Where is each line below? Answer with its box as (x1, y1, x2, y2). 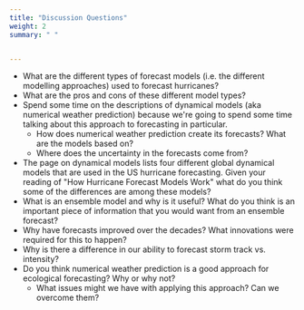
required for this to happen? (22, 235, 127, 246)
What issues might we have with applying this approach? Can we (35, 283, 279, 294)
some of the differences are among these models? (22, 187, 211, 198)
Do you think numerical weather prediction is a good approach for (22, 264, 270, 275)
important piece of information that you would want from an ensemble (22, 206, 285, 217)
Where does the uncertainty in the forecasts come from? (35, 148, 249, 159)
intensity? (22, 254, 59, 265)
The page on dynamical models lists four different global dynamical (22, 158, 275, 169)
